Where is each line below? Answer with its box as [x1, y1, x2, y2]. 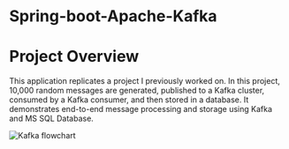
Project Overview [9, 47, 140, 67]
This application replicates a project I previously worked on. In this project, [9, 76, 281, 86]
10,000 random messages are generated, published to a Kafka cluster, [9, 86, 265, 96]
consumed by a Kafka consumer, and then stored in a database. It [9, 94, 249, 105]
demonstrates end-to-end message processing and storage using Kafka [9, 104, 272, 115]
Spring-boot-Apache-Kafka [9, 6, 218, 26]
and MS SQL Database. [9, 113, 95, 124]
